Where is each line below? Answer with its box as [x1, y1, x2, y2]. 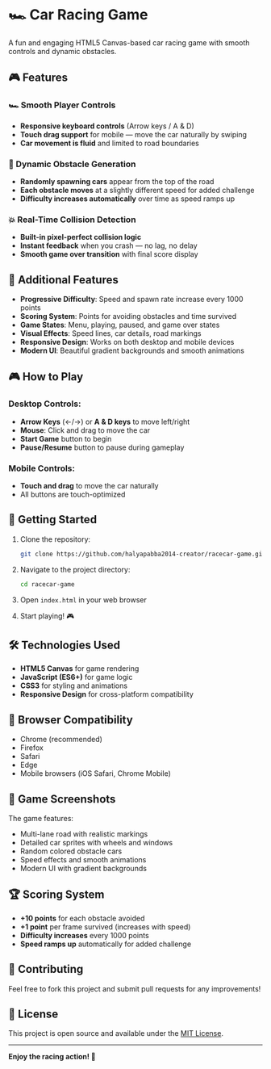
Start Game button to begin [19, 434, 112, 443]
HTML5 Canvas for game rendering [19, 664, 140, 673]
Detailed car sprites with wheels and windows [19, 838, 173, 848]
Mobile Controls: [8, 463, 75, 474]
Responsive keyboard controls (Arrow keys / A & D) [19, 121, 195, 131]
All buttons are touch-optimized [19, 489, 126, 500]
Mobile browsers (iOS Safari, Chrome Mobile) [19, 769, 172, 778]
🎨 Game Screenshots [8, 792, 116, 806]
